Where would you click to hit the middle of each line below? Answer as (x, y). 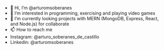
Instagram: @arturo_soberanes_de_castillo (54, 37)
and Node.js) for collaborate (40, 24)
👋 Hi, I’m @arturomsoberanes (41, 8)
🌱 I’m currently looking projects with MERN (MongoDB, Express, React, (84, 18)
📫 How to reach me (31, 30)
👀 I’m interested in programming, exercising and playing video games (83, 13)
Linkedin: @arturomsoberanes (42, 42)
